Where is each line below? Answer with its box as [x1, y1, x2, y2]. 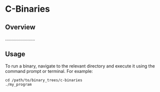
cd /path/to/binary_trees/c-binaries [5, 77, 83, 83]
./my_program [5, 82, 32, 87]
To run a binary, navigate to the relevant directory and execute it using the [5, 63, 155, 69]
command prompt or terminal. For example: [5, 68, 93, 74]
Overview [5, 23, 36, 31]
